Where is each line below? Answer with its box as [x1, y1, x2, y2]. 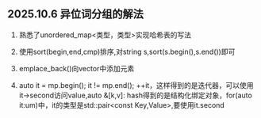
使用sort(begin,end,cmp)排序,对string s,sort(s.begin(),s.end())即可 [18, 47, 236, 56]
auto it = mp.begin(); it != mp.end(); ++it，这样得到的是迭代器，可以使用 [18, 80, 254, 89]
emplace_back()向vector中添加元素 [18, 63, 135, 73]
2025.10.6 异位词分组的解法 [7, 7, 144, 21]
